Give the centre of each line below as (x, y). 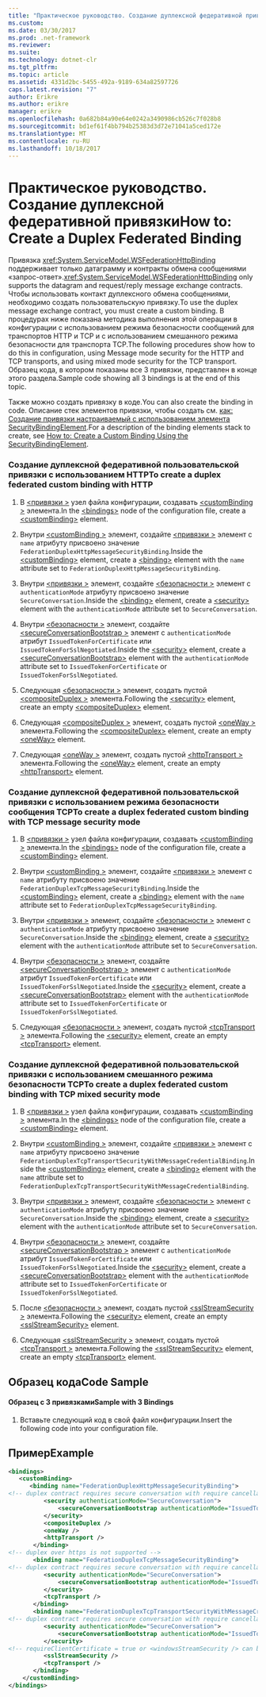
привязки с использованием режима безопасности (114, 802)
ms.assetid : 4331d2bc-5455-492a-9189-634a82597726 (93, 82)
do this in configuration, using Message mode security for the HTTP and (126, 353)
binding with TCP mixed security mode (84, 1094)
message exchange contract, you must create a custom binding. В (116, 311)
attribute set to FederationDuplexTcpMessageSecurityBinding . (118, 905)
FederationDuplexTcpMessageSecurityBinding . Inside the (109, 888)
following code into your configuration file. (89, 1428)
